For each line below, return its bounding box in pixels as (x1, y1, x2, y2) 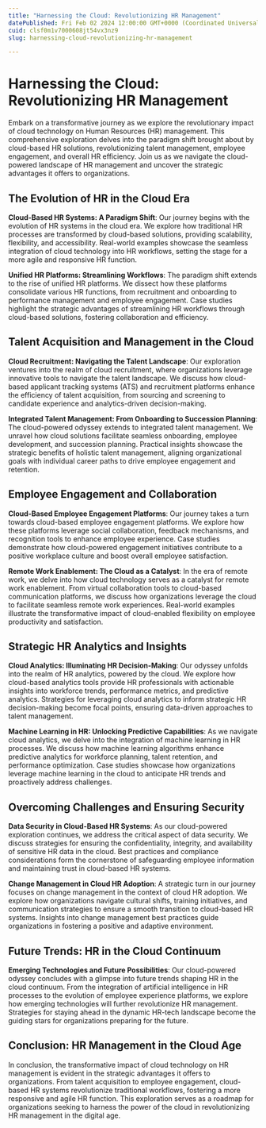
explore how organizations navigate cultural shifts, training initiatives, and (8, 896, 248, 906)
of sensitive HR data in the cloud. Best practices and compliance (8, 847, 219, 857)
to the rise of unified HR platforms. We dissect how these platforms (8, 279, 227, 288)
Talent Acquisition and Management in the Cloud (8, 335, 255, 349)
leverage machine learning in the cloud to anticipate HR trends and (8, 769, 226, 779)
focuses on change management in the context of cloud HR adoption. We (8, 887, 248, 897)
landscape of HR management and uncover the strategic (38, 160, 223, 170)
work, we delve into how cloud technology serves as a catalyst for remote (8, 575, 249, 584)
